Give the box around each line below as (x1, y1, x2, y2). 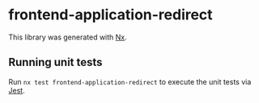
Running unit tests (8, 56, 103, 69)
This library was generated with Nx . (8, 32, 127, 42)
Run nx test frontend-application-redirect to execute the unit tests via (8, 76, 252, 86)
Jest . (8, 85, 26, 95)
